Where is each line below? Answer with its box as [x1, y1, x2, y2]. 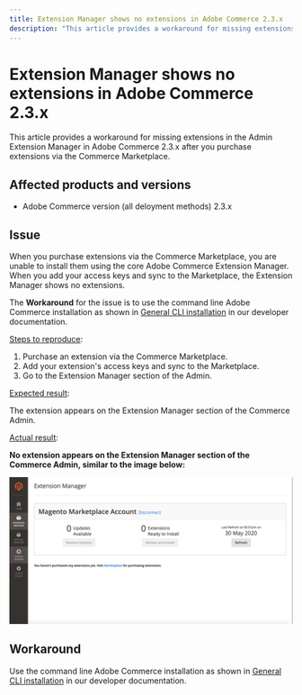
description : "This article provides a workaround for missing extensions [9, 23, 296, 33]
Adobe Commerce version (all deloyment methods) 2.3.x [22, 201, 232, 212]
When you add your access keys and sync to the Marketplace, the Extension [9, 270, 293, 281]
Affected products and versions [9, 176, 191, 193]
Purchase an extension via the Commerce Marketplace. [22, 351, 228, 362]
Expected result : [9, 388, 70, 399]
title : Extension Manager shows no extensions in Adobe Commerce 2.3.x [9, 14, 283, 23]
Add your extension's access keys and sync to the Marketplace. [22, 361, 260, 372]
